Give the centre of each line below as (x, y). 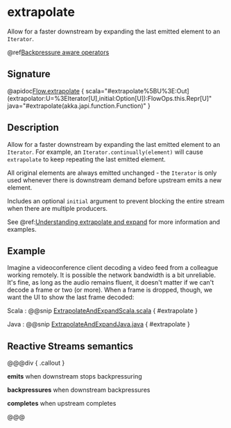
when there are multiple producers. (58, 208)
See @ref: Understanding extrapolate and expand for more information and (114, 222)
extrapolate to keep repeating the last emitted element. (87, 159)
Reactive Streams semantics (70, 346)
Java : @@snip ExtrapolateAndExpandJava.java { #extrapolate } (99, 324)
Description (33, 128)
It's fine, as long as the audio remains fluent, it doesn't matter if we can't (111, 283)
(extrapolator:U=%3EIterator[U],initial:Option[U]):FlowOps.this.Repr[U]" (110, 98)
